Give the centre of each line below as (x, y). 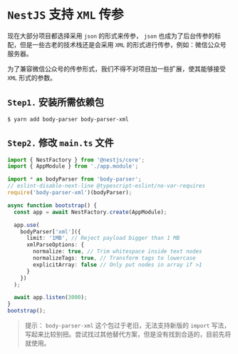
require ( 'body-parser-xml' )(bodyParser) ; (70, 193)
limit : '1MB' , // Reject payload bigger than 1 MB (103, 238)
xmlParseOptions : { (55, 245)
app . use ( (27, 225)
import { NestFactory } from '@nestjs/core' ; (76, 160)
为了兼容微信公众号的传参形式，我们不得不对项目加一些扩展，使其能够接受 (117, 69)
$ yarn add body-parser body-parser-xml (68, 119)
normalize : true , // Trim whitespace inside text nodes (118, 252)
